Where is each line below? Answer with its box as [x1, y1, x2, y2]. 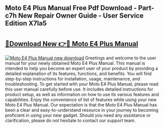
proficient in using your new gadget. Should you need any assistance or [5, 112, 151, 118]
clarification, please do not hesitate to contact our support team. [5, 118, 136, 123]
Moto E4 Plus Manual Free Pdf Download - [5, 4, 137, 12]
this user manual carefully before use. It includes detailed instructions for [5, 86, 154, 92]
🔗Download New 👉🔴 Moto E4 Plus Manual [5, 39, 138, 48]
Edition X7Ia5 [5, 19, 47, 27]
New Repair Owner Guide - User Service [18, 12, 144, 20]
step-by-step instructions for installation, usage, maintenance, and [5, 76, 140, 81]
